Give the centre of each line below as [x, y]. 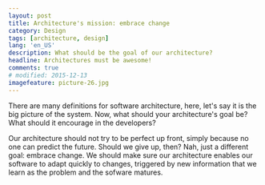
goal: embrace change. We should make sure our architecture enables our [131, 155]
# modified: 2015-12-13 [48, 75]
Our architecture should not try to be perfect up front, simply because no [129, 138]
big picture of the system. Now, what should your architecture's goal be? [128, 114]
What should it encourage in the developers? [82, 123]
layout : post [30, 16]
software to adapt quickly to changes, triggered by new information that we [133, 163]
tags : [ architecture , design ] [59, 38]
